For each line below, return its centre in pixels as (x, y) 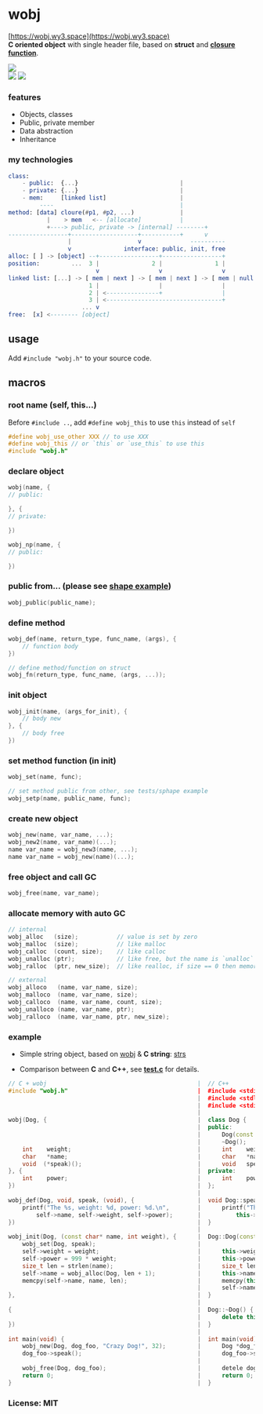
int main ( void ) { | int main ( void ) (133, 1339)
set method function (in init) (62, 761)
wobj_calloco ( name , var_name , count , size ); (85, 1003)
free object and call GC (52, 877)
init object (28, 695)
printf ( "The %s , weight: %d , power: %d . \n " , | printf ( (134, 1208)
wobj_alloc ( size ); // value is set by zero (103, 937)
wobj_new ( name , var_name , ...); (61, 835)
